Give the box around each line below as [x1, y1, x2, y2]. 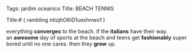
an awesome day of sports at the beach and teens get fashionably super [6, 34, 187, 41]
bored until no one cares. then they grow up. [6, 41, 117, 47]
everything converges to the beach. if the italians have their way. [6, 28, 168, 35]
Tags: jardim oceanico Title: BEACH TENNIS [6, 5, 114, 12]
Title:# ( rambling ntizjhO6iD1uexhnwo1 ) [6, 16, 106, 23]
